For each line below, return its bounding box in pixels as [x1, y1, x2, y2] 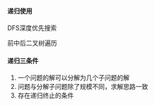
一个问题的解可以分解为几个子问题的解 [17, 73, 130, 82]
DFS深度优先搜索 [7, 23, 57, 32]
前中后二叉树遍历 [7, 39, 57, 48]
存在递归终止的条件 [17, 91, 74, 100]
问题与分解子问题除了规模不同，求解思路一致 [17, 83, 149, 91]
